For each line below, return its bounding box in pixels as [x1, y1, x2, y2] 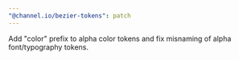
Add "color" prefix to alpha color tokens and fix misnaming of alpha [8, 34, 232, 43]
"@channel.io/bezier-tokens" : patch [8, 11, 131, 20]
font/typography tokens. [8, 42, 89, 52]
